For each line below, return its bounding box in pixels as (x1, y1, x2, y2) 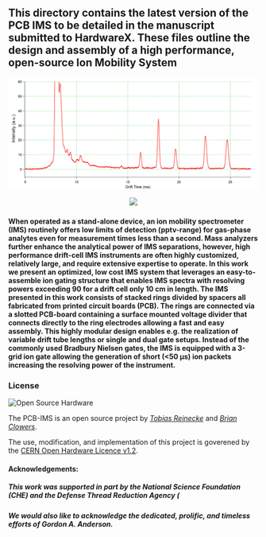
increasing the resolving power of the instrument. (8, 360, 176, 369)
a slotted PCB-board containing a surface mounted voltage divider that (8, 309, 248, 319)
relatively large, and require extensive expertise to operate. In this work (8, 259, 249, 268)
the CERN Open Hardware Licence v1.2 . (8, 446, 139, 456)
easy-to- (226, 267, 256, 277)
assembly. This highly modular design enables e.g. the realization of (8, 326, 239, 336)
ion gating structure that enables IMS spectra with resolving (42, 275, 245, 285)
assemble (8, 275, 41, 285)
